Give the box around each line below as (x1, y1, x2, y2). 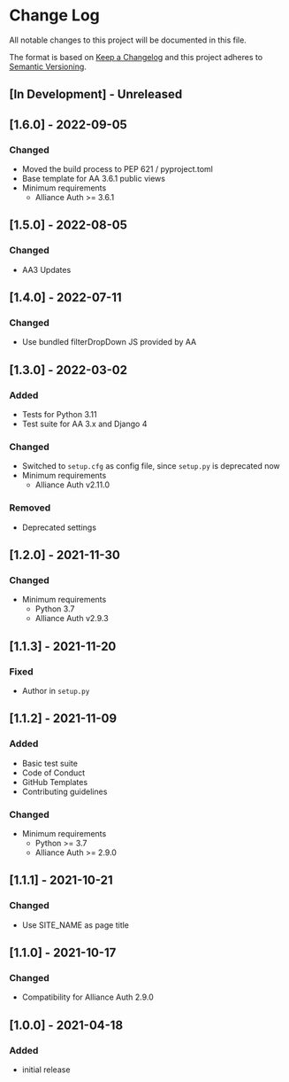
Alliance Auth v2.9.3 (34, 613, 109, 624)
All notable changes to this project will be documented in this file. (9, 35, 247, 45)
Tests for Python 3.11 (21, 409, 97, 420)
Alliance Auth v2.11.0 (34, 479, 110, 490)
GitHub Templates (21, 776, 88, 787)
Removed (9, 502, 51, 514)
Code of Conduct (21, 767, 86, 778)
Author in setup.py (21, 686, 90, 697)
